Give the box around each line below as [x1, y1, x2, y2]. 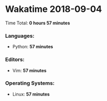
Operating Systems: [5, 80, 55, 87]
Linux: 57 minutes [12, 91, 50, 97]
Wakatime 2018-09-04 [5, 3, 102, 15]
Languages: [5, 32, 35, 39]
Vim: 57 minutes [12, 67, 47, 73]
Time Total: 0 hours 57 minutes [5, 20, 70, 26]
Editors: [5, 56, 25, 63]
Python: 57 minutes [12, 44, 53, 50]
